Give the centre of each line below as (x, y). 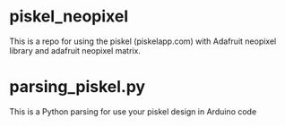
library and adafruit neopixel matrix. (75, 50)
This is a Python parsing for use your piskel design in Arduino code (133, 111)
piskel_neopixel (69, 17)
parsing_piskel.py (78, 87)
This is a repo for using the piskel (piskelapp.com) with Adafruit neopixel (143, 41)
